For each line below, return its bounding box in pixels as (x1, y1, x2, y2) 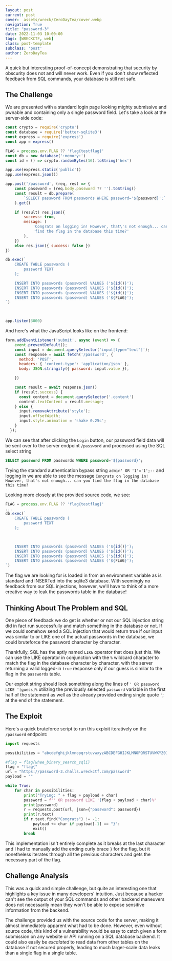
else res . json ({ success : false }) (14, 243, 91, 248)
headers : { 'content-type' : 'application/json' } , (18, 362, 130, 367)
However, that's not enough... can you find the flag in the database (5, 478, 159, 483)
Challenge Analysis (5, 872, 69, 880)
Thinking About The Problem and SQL (5, 604, 128, 612)
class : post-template (5, 41, 52, 46)
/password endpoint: (5, 731, 48, 737)
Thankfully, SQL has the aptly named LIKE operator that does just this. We (5, 649, 161, 655)
